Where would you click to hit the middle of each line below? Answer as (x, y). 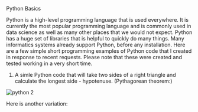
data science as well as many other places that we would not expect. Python (99, 32)
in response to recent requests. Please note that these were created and (94, 57)
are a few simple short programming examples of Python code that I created (99, 51)
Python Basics (24, 9)
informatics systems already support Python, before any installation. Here (96, 45)
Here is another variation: (37, 104)
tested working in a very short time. (49, 63)
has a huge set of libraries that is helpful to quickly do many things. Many (95, 38)
